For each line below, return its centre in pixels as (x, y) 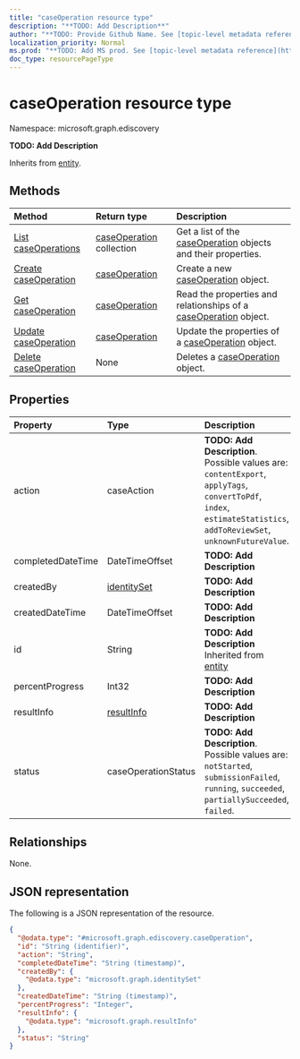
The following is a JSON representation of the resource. (112, 913)
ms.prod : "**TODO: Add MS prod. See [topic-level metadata (121, 51)
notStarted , (228, 765)
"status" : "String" (54, 1038)
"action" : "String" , (55, 954)
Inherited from (234, 654)
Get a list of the (208, 231)
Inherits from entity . (46, 163)
